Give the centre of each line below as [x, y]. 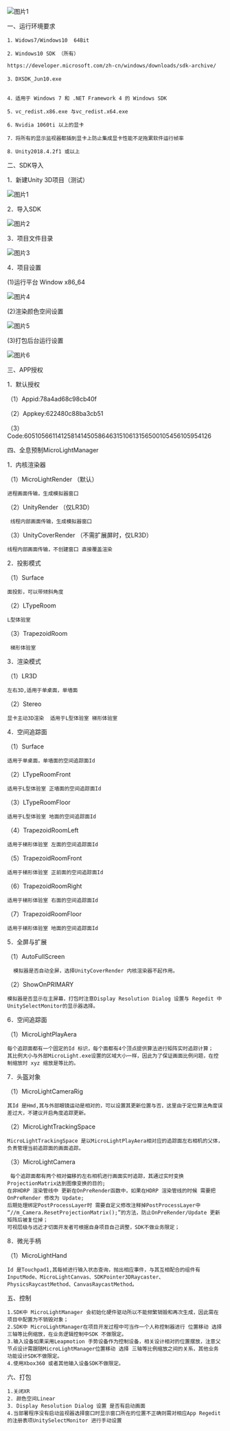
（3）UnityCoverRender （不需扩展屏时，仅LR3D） [80, 535]
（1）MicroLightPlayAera [42, 1034]
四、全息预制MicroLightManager [53, 450]
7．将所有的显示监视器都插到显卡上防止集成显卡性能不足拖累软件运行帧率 [95, 138]
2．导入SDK [24, 209]
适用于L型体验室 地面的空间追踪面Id [51, 817]
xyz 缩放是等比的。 [55, 1063]
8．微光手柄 [24, 1241]
